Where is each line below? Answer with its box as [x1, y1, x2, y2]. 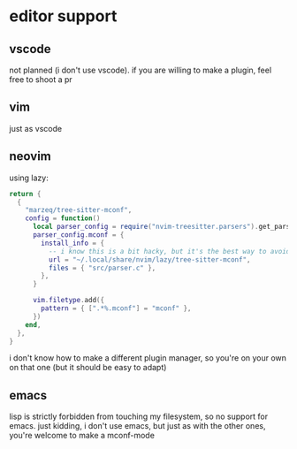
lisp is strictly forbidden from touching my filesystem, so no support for [9, 411, 268, 422]
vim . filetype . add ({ [32, 296, 104, 305]
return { [9, 189, 42, 198]
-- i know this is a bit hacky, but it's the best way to [48, 247, 267, 255]
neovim [9, 148, 51, 164]
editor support [9, 6, 118, 27]
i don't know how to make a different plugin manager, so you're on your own [9, 353, 287, 363]
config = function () [25, 214, 101, 223]
